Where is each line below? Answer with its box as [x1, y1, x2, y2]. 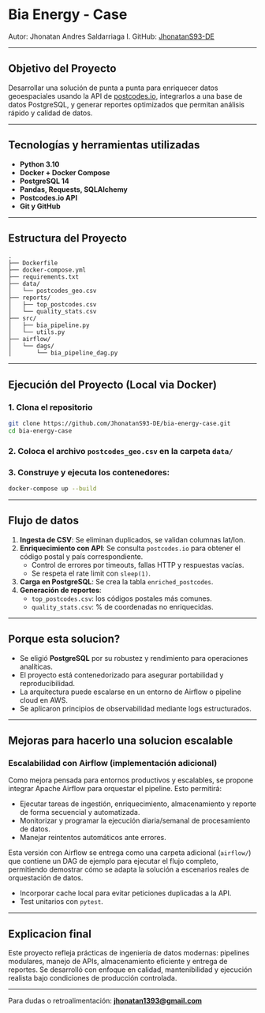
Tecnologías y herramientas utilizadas [8, 138, 200, 152]
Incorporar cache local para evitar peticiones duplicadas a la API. [19, 888, 232, 898]
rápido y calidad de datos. [8, 108, 93, 118]
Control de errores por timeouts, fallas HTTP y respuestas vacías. [31, 560, 244, 569]
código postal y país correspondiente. [19, 551, 144, 561]
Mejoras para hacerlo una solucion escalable [8, 733, 233, 747]
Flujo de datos [8, 514, 79, 527]
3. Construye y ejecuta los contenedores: [8, 467, 170, 478]
